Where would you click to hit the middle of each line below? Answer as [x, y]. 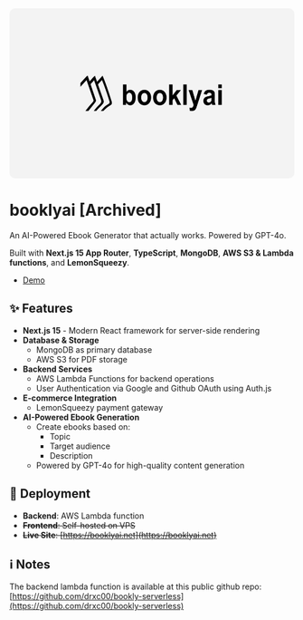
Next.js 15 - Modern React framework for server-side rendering [141, 330]
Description [71, 455]
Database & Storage [61, 340]
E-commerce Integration [70, 398]
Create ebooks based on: [83, 426]
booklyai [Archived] [85, 210]
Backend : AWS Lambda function [83, 516]
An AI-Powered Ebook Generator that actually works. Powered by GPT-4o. [148, 235]
